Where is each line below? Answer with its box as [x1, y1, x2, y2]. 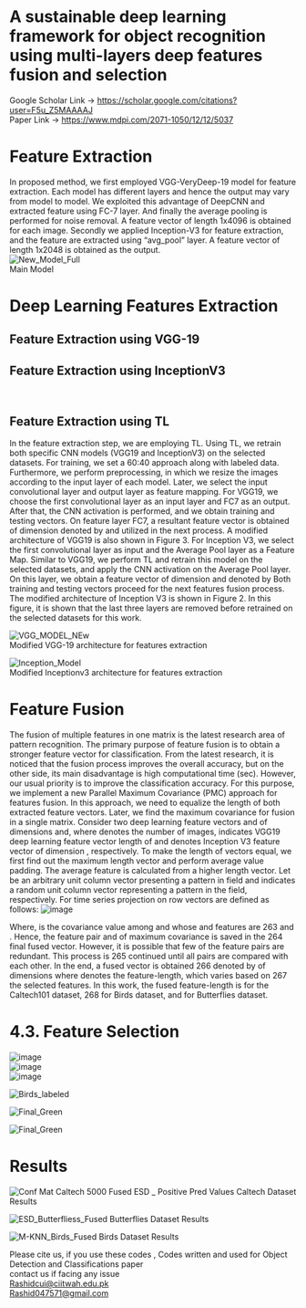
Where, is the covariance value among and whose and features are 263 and [9, 922, 294, 933]
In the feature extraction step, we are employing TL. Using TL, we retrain [9, 438, 282, 449]
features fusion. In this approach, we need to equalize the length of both [9, 797, 280, 809]
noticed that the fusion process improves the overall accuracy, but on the [9, 759, 284, 769]
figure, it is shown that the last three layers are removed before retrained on [9, 602, 293, 613]
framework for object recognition [9, 26, 266, 47]
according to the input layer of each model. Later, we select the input [9, 476, 269, 487]
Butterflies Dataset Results [108, 1213, 209, 1224]
